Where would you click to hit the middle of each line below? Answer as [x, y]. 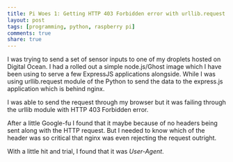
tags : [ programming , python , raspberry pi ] [71, 26]
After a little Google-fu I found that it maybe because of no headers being [112, 123]
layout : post [26, 20]
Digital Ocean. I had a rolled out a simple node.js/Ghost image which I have [114, 67]
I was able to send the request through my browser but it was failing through [116, 102]
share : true [24, 40]
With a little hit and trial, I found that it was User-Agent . [86, 152]
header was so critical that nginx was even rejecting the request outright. [112, 138]
